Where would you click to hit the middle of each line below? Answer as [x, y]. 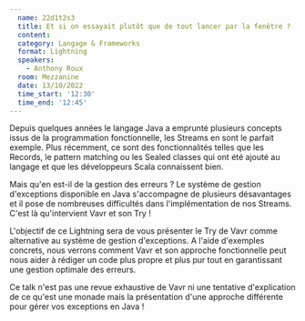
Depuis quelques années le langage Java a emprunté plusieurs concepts [146, 128]
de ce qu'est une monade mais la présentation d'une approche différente [147, 297]
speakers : [36, 60]
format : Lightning [53, 52]
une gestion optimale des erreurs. [73, 270]
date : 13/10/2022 [51, 85]
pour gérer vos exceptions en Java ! [77, 306]
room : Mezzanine [48, 77]
